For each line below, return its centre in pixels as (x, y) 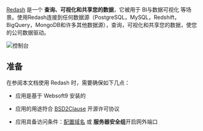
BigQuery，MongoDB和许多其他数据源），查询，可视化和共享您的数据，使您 (102, 25)
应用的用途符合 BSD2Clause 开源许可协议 (67, 108)
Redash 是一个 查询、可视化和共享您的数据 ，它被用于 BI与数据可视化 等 (96, 9)
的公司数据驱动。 (28, 32)
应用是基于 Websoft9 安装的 (50, 95)
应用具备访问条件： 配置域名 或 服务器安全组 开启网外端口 (86, 121)
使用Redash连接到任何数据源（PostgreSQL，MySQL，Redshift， (98, 17)
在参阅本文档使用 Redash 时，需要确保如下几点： (68, 83)
